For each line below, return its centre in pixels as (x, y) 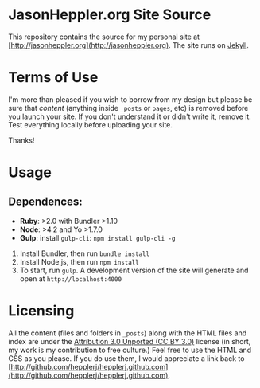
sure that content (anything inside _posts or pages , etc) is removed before (128, 108)
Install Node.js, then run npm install (79, 261)
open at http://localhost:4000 (70, 278)
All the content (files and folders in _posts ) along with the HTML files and (128, 333)
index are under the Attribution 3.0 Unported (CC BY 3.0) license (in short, (130, 341)
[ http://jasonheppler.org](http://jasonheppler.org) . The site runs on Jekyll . (128, 45)
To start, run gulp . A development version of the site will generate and (134, 270)
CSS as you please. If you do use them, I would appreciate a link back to (126, 358)
